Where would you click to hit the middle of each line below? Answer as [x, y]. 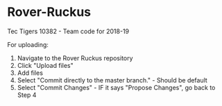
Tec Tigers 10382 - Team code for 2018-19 [68, 31]
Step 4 [27, 95]
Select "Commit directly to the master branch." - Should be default [112, 80]
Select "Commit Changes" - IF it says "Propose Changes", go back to [116, 87]
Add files [30, 73]
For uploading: [28, 44]
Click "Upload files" [45, 65]
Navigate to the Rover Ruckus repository [75, 58]
